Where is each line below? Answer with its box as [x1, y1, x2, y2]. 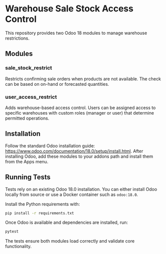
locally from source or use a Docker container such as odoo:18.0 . [5, 191, 138, 197]
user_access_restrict [5, 93, 57, 100]
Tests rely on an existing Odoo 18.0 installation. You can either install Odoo [5, 186, 158, 192]
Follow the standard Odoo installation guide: [5, 142, 95, 149]
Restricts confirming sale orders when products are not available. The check [5, 75, 161, 82]
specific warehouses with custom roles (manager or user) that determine [5, 110, 155, 116]
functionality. [5, 244, 32, 250]
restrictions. [5, 35, 30, 41]
